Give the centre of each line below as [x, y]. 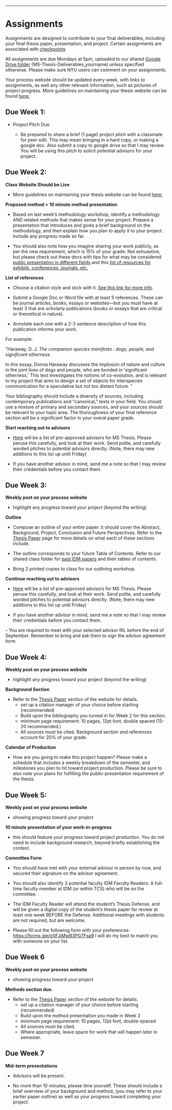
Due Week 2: [26, 172]
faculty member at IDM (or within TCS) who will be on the [84, 889]
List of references [25, 277]
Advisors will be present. [39, 1076]
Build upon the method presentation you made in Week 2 [80, 1015]
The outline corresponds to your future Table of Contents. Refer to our [87, 554]
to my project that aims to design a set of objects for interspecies [74, 380]
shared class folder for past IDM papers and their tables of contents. [85, 559]
